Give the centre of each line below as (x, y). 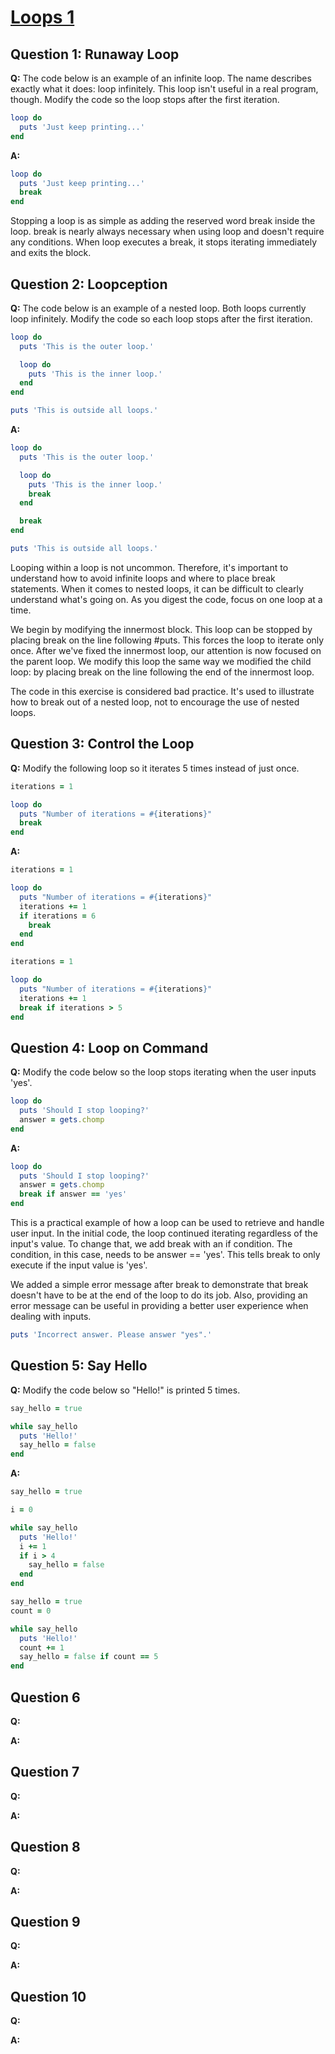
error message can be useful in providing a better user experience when (159, 1306)
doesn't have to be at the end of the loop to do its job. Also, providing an (159, 1295)
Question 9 (45, 1921)
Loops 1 (42, 17)
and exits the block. (51, 253)
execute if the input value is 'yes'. (79, 1265)
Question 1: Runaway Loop (95, 54)
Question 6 (45, 1697)
